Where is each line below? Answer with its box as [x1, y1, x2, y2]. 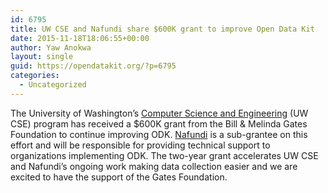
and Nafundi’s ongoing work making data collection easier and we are [10, 160, 298, 172]
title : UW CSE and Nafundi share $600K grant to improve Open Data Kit [10, 24, 315, 34]
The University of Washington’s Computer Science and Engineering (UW [10, 107, 309, 119]
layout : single [10, 52, 74, 62]
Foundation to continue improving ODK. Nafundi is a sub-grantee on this [10, 128, 308, 140]
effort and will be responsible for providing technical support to [10, 139, 271, 151]
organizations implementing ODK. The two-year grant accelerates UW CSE [10, 149, 319, 161]
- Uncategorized [19, 80, 87, 90]
